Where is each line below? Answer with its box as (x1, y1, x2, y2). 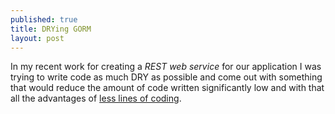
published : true (10, 14, 78, 25)
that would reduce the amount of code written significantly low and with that (10, 82, 325, 94)
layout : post (10, 33, 65, 43)
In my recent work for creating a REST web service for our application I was (10, 61, 322, 73)
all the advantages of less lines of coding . (10, 92, 182, 105)
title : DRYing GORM (10, 24, 92, 34)
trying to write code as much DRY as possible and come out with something (10, 71, 323, 83)
